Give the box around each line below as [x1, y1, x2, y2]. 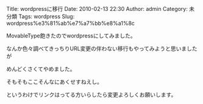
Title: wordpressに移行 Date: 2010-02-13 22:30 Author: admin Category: [6, 5, 188, 12]
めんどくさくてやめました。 [6, 65, 76, 73]
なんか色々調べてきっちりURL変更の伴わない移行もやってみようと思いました [6, 45, 198, 52]
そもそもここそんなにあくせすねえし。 [6, 78, 102, 85]
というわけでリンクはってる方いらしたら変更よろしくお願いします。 [6, 91, 177, 98]
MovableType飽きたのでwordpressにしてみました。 [6, 32, 136, 39]
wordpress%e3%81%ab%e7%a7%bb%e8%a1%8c [6, 20, 135, 27]
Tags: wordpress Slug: [18, 13, 75, 20]
